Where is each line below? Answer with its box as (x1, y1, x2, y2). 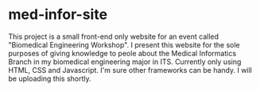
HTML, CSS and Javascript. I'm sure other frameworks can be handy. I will (8, 65, 253, 74)
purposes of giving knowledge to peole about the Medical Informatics (8, 48, 237, 58)
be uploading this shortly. (8, 74, 91, 83)
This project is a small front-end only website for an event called (8, 32, 219, 41)
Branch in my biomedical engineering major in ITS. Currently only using (8, 57, 242, 66)
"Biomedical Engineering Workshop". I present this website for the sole (8, 40, 240, 49)
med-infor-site (8, 6, 108, 24)
